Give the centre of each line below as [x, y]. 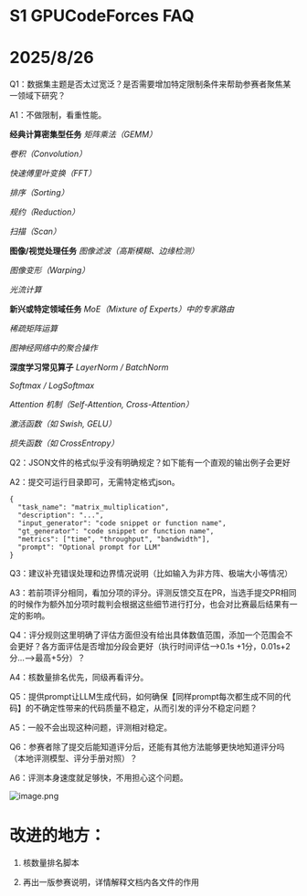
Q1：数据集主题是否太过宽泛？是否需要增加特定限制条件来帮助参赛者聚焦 [146, 84]
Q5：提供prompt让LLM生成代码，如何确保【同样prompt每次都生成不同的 [146, 697]
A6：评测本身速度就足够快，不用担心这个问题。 [99, 778]
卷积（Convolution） [48, 154]
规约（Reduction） [45, 212]
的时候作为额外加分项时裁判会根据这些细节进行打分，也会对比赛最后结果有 [149, 605]
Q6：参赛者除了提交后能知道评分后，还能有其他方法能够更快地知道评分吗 [147, 747]
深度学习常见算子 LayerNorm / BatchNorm [89, 367]
